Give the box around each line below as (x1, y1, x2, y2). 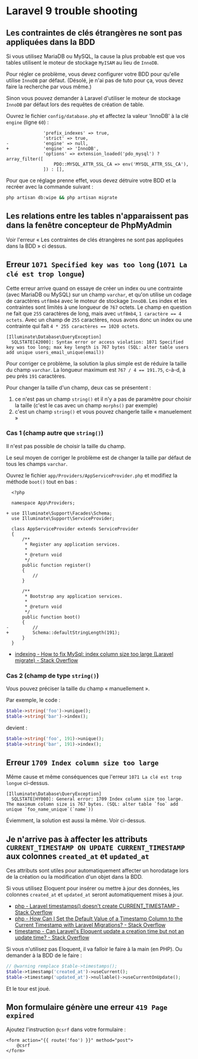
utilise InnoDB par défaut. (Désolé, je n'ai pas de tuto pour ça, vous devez (6, 77, 184, 84)
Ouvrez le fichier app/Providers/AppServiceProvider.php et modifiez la (6, 471, 178, 479)
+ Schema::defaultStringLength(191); (6, 630, 120, 636)
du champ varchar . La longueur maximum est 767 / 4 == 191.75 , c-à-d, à (6, 366, 186, 373)
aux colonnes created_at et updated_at (6, 851, 150, 861)
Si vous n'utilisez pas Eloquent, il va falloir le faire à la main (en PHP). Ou (6, 946, 183, 953)
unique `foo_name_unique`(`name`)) (6, 806, 94, 813)
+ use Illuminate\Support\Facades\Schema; (6, 510, 112, 516)
